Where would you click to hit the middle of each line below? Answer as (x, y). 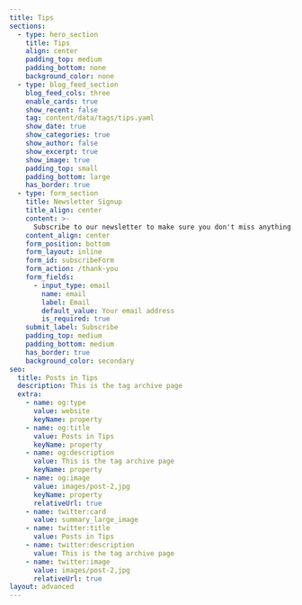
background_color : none (70, 77)
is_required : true (76, 319)
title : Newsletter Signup (74, 202)
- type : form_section (58, 194)
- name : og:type (56, 403)
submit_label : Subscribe (72, 328)
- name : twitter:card (66, 511)
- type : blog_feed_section (68, 85)
